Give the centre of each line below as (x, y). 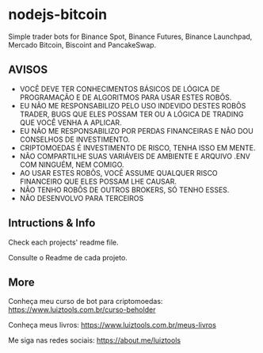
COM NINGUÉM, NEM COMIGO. (72, 165)
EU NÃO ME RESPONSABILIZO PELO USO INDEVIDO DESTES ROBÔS (133, 105)
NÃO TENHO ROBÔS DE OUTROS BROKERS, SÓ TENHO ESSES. (124, 190)
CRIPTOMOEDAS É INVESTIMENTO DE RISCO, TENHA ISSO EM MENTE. (137, 147)
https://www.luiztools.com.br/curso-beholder (82, 309)
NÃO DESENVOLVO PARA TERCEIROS (82, 198)
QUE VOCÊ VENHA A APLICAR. (71, 122)
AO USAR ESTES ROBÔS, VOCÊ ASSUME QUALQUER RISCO (118, 173)
